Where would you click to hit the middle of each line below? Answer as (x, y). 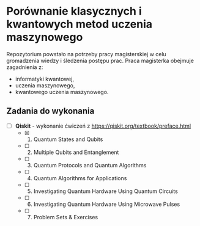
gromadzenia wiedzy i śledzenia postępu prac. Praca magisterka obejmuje (100, 60)
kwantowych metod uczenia (80, 24)
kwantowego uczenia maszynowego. (62, 92)
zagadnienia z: (25, 67)
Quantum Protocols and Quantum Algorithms (90, 165)
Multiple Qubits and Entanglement (76, 152)
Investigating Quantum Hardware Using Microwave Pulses (107, 204)
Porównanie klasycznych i (74, 11)
